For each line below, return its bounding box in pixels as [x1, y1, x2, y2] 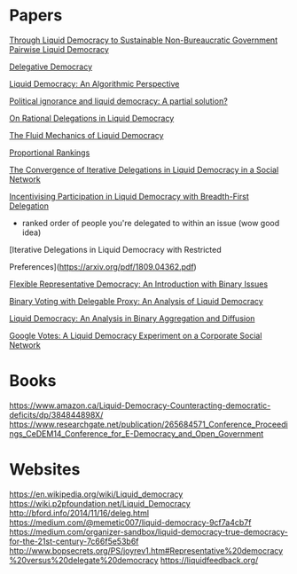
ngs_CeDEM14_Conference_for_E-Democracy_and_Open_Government [9, 428, 264, 439]
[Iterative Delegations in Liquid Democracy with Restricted [9, 244, 222, 255]
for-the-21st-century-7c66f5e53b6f [9, 536, 139, 546]
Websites [9, 460, 81, 480]
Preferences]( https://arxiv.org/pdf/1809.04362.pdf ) [9, 261, 197, 271]
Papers [9, 5, 63, 26]
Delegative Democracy [9, 61, 93, 72]
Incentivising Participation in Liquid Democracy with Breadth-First [9, 191, 250, 201]
